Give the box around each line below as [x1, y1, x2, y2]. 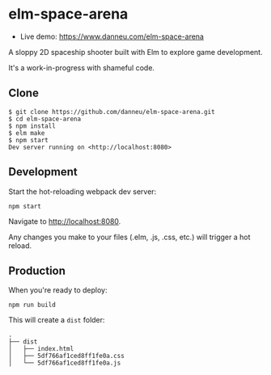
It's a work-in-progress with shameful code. [8, 62, 155, 73]
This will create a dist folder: [8, 315, 105, 325]
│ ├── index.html [8, 345, 74, 353]
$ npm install [8, 122, 57, 130]
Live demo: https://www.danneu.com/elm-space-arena [19, 32, 205, 41]
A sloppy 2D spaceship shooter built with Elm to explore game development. [8, 47, 263, 57]
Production [8, 263, 66, 277]
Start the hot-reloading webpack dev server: [8, 187, 157, 196]
